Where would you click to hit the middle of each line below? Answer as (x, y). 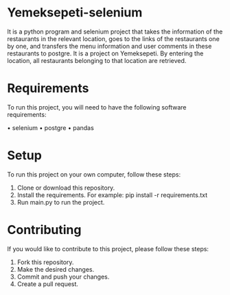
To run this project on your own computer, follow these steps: (94, 174)
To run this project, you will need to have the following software (97, 107)
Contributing (44, 230)
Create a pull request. (48, 284)
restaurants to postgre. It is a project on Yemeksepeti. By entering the (105, 53)
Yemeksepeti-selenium (75, 13)
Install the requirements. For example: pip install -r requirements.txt (112, 195)
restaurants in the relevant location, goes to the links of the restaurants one (113, 38)
